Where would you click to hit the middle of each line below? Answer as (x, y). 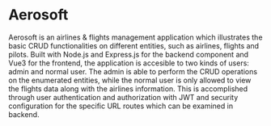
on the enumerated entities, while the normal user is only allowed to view (130, 80)
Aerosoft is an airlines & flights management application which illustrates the (135, 37)
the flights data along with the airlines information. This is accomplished (128, 88)
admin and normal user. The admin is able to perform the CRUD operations (133, 71)
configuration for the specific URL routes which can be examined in (121, 106)
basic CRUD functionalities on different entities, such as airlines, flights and (134, 45)
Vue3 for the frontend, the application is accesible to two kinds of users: (129, 63)
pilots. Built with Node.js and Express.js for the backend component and (129, 54)
